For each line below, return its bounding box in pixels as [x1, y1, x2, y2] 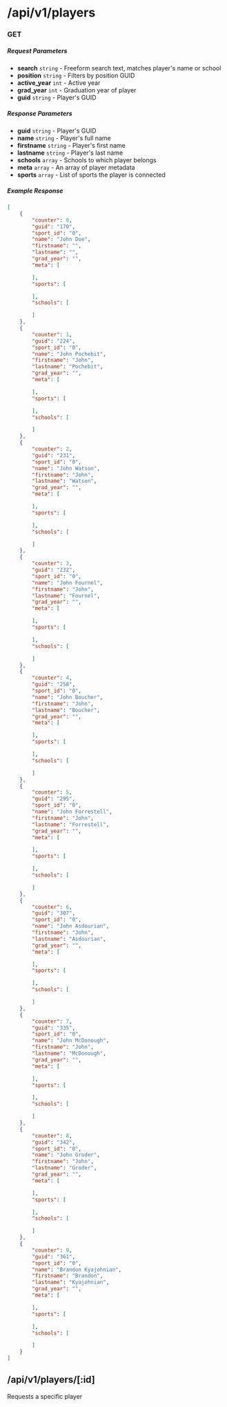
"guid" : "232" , [32, 566, 76, 574]
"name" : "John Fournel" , [32, 579, 103, 586]
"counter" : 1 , [32, 331, 72, 338]
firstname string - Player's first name [17, 142, 126, 150]
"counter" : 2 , [32, 446, 72, 453]
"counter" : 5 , [32, 789, 72, 796]
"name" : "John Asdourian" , [32, 923, 110, 930]
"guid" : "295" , [32, 796, 76, 803]
